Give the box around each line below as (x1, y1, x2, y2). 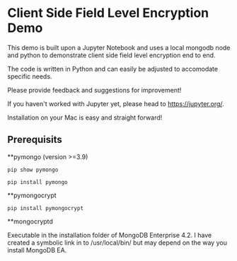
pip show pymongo (7, 166, 59, 173)
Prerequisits (7, 134, 62, 146)
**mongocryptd (7, 217, 53, 226)
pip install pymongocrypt (7, 204, 83, 211)
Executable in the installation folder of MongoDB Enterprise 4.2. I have (7, 231, 212, 239)
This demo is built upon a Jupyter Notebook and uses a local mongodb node (7, 43, 231, 52)
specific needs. (7, 72, 52, 81)
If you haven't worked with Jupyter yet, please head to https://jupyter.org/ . (7, 99, 224, 108)
